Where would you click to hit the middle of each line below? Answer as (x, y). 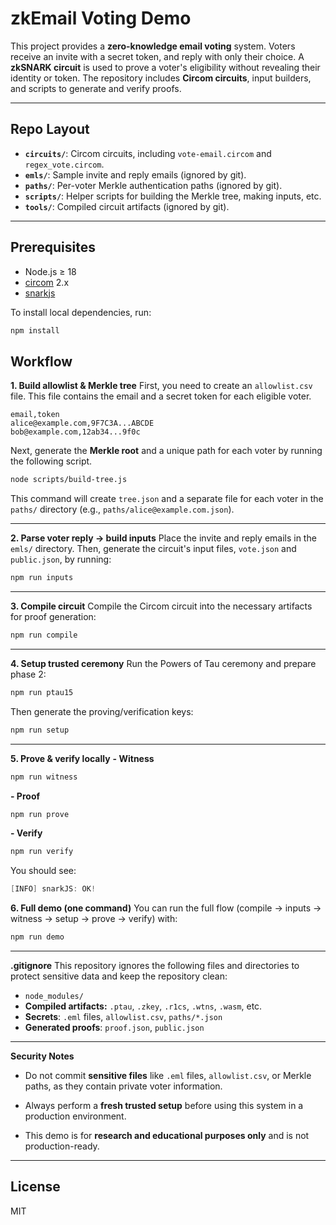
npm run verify (42, 852)
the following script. (51, 461)
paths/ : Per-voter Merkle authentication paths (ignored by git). (153, 185)
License (35, 1187)
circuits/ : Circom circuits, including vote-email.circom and (148, 153)
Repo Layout (50, 129)
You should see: (43, 871)
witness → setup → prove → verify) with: (94, 919)
